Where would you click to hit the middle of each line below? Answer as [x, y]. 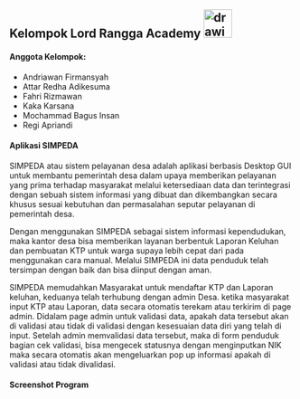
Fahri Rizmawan [52, 96]
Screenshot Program [49, 385]
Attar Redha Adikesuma [66, 86]
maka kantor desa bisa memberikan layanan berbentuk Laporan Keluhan [144, 241]
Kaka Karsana [48, 106]
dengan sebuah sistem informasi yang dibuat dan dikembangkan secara [144, 195]
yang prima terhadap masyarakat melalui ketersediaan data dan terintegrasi [150, 185]
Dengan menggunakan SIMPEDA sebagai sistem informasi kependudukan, [148, 231]
